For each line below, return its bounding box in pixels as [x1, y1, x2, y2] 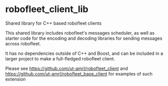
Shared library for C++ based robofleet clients [5, 20, 102, 26]
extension [5, 76, 26, 82]
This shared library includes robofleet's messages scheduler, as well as [5, 30, 155, 36]
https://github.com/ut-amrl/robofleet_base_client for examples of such [5, 70, 153, 76]
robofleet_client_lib [5, 4, 89, 15]
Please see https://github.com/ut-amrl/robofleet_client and [5, 65, 128, 71]
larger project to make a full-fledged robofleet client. [5, 55, 115, 61]
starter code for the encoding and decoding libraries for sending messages [5, 35, 162, 41]
